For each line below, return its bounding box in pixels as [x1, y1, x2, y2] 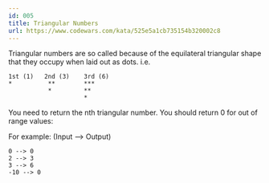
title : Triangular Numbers [8, 19, 99, 27]
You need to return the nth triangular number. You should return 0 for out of [8, 108, 259, 117]
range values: [8, 116, 54, 126]
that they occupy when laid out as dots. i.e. [8, 57, 151, 67]
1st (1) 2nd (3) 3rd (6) [8, 73, 110, 81]
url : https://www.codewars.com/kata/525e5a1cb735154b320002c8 [8, 26, 221, 35]
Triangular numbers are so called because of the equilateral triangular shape [8, 49, 262, 59]
